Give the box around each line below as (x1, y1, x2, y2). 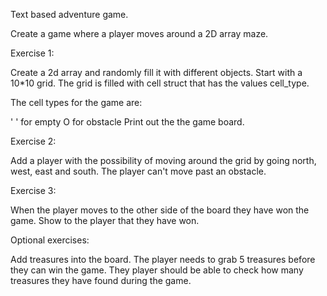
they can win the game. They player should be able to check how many (10, 264, 304, 276)
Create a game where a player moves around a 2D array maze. (10, 28, 269, 39)
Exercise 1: (10, 47, 55, 59)
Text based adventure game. (10, 9, 129, 20)
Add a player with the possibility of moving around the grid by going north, (10, 155, 317, 166)
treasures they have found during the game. (10, 275, 192, 286)
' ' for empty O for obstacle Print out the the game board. (10, 116, 245, 128)
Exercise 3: (10, 185, 57, 196)
